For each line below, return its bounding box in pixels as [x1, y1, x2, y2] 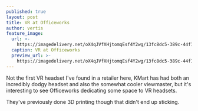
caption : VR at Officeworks [11, 47, 81, 53]
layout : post [6, 14, 38, 20]
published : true [6, 8, 46, 15]
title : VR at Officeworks [6, 19, 70, 25]
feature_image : [6, 31, 44, 37]
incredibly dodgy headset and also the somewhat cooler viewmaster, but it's [6, 80, 192, 87]
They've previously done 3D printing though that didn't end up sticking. [6, 98, 180, 105]
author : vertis [6, 25, 44, 31]
